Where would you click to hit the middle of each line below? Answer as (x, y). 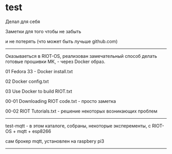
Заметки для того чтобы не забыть (43, 31)
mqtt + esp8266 (34, 131)
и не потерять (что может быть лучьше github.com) (61, 41)
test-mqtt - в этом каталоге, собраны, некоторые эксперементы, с (78, 126)
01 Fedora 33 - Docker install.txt (39, 71)
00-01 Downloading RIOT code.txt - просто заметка (61, 101)
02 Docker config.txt (27, 81)
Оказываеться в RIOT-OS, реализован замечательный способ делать (81, 56)
